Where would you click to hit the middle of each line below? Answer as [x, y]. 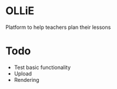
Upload [23, 73]
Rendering [26, 80]
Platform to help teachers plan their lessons [58, 27]
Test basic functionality [42, 67]
